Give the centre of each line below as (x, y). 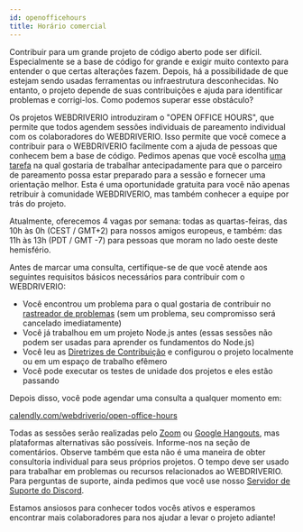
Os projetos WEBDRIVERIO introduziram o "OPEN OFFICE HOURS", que (142, 117)
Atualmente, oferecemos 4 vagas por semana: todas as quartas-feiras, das (148, 221)
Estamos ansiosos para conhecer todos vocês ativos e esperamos (133, 508)
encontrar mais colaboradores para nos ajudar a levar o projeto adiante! (143, 517)
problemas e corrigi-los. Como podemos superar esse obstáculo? (132, 99)
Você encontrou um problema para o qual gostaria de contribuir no (147, 304)
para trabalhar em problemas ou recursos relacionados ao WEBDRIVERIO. (147, 471)
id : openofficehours (48, 18)
